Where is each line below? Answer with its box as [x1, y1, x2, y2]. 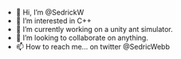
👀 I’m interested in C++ [15, 16, 92, 26]
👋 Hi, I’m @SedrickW [15, 8, 85, 17]
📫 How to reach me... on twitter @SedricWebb [15, 42, 170, 51]
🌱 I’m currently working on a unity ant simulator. [15, 25, 173, 33]
